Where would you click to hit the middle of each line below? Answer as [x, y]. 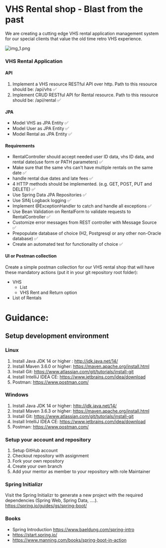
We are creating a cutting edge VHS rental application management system [82, 33]
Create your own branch [37, 466]
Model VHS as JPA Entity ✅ [40, 123]
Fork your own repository [38, 461]
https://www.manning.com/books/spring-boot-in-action [69, 540]
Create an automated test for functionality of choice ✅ [68, 244]
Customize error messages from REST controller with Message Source [84, 222]
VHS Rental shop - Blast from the [74, 9]
